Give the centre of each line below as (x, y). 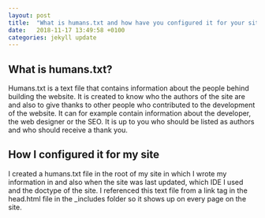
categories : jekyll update (52, 37)
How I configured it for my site (84, 155)
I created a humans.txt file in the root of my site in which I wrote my (118, 173)
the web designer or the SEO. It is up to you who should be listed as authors (131, 122)
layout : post (30, 15)
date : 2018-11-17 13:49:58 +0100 (67, 30)
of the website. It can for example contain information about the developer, (130, 113)
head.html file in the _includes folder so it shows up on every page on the (127, 198)
